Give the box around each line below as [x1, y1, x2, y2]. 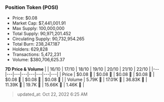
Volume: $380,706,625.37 [12, 57, 65, 63]
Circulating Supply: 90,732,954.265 [12, 36, 85, 42]
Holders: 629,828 [12, 46, 48, 52]
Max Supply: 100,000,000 [12, 25, 65, 31]
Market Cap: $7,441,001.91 [12, 20, 66, 26]
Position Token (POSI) [5, 4, 59, 11]
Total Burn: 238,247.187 [12, 41, 60, 47]
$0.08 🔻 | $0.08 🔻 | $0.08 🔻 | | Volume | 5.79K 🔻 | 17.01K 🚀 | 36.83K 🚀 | [5, 76, 147, 82]
